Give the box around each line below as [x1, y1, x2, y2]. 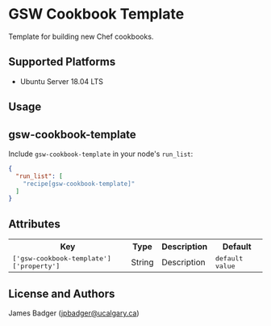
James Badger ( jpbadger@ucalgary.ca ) [8, 308, 140, 318]
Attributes [8, 217, 60, 231]
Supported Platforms [8, 55, 116, 69]
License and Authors [8, 286, 115, 300]
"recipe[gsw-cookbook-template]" [23, 180, 135, 188]
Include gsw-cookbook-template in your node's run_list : [8, 149, 194, 159]
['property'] [12, 262, 60, 271]
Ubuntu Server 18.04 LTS [19, 76, 103, 86]
